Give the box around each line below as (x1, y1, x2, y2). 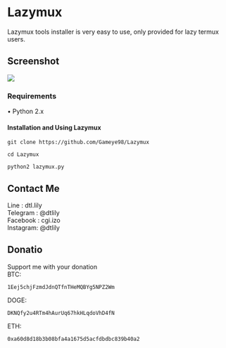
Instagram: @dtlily (7, 224, 60, 232)
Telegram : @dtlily (7, 209, 60, 217)
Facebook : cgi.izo (7, 216, 61, 225)
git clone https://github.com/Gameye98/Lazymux (7, 138, 150, 146)
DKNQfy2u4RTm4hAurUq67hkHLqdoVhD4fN (7, 309, 115, 316)
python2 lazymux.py (7, 163, 65, 171)
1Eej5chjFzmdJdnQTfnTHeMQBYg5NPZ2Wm (7, 283, 115, 290)
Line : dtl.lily (7, 201, 42, 210)
